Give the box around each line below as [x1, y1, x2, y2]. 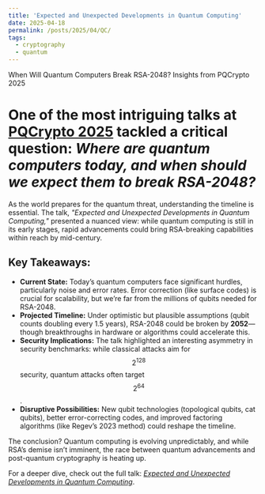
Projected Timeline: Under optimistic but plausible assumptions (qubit [19, 310, 250, 320]
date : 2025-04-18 [8, 19, 66, 27]
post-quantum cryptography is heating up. [8, 454, 146, 463]
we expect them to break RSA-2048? [8, 173, 256, 191]
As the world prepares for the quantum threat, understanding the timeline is [8, 199, 255, 209]
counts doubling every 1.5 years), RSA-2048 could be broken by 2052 [19, 319, 249, 328]
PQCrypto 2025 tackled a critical [8, 123, 228, 141]
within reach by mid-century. [8, 232, 103, 242]
